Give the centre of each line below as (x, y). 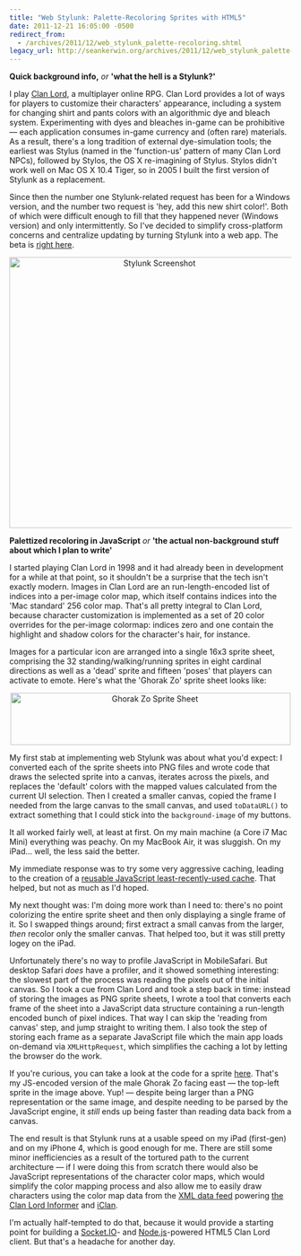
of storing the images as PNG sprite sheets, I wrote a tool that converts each (150, 999)
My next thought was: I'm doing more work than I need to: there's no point (146, 905)
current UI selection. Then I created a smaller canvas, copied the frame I (143, 796)
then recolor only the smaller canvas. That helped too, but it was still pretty (147, 934)
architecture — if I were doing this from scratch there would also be (134, 1167)
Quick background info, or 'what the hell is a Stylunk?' (112, 76)
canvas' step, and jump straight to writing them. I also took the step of (138, 1027)
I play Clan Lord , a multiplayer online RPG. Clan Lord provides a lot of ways (147, 94)
